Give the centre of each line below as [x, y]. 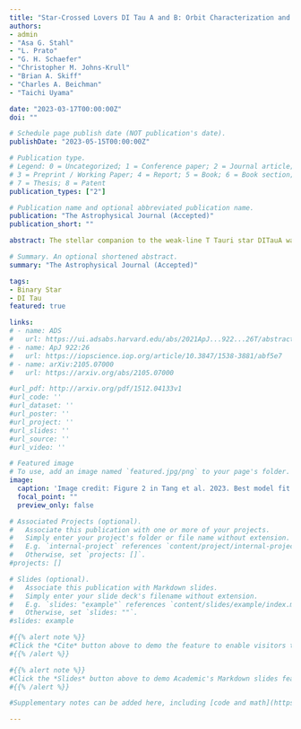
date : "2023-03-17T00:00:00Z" [66, 109]
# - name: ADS [36, 331]
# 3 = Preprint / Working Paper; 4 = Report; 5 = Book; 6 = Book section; [152, 175]
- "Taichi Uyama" [42, 92]
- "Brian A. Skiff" [46, 76]
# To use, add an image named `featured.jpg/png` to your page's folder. [150, 472]
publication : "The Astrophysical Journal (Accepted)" [112, 216]
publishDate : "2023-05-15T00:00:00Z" [80, 142]
